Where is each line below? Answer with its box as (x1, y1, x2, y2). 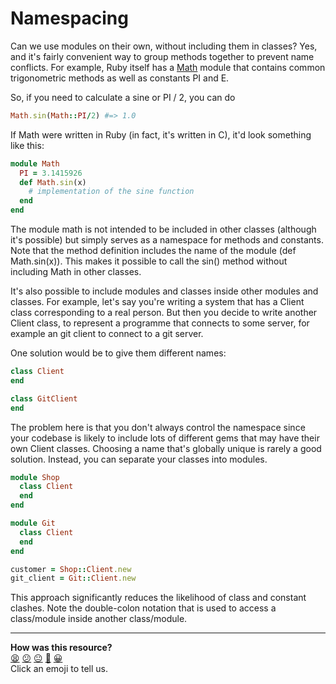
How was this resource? (10, 642, 113, 654)
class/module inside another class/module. (10, 613, 188, 625)
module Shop (10, 472, 60, 482)
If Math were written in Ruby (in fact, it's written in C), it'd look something (10, 128, 312, 141)
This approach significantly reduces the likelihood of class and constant (10, 592, 307, 604)
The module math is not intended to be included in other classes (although (10, 223, 317, 236)
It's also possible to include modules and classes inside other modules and (10, 285, 319, 297)
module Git (10, 518, 56, 529)
